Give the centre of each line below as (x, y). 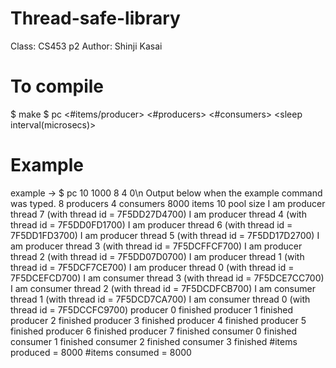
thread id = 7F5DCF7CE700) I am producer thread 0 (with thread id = (152, 267)
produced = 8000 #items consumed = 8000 (101, 352)
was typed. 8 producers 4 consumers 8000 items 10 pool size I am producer (168, 203)
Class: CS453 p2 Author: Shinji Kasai (86, 46)
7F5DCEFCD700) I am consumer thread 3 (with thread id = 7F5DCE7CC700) (167, 278)
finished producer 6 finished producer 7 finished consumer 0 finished (154, 331)
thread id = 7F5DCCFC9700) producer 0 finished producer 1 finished (152, 309)
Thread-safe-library (95, 18)
